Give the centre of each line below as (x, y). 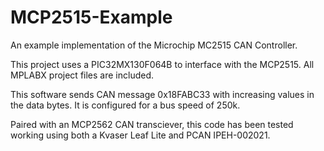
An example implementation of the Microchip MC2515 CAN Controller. (154, 45)
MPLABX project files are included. (82, 75)
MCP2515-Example (91, 17)
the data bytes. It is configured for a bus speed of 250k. (125, 105)
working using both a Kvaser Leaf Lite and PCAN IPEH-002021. (140, 135)
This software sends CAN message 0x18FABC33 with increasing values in (162, 94)
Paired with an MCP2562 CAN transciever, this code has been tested (152, 124)
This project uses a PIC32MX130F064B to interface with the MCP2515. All (162, 64)
